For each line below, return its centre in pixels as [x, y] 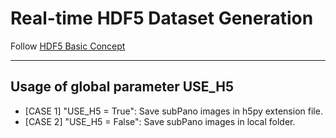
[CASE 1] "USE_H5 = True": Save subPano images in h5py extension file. [173, 111]
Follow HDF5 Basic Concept [68, 46]
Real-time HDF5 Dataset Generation [162, 18]
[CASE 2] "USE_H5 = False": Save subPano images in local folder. [160, 121]
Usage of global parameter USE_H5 [122, 87]
